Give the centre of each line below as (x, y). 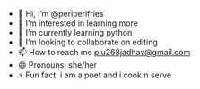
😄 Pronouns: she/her (57, 65)
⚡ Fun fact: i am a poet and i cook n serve (95, 75)
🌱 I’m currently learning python (75, 32)
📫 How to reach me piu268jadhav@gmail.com (104, 52)
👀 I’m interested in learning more (78, 23)
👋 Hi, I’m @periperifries (61, 14)
